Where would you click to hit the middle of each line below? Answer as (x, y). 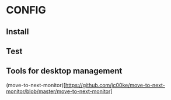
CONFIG (26, 10)
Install (18, 32)
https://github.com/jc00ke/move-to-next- (115, 85)
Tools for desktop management (64, 71)
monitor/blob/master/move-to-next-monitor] (59, 91)
